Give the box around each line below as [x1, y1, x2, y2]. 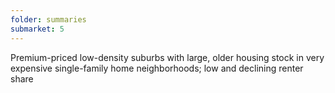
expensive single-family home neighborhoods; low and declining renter [10, 62, 304, 74]
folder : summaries [10, 14, 87, 25]
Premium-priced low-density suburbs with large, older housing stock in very [10, 51, 325, 63]
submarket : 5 [10, 24, 65, 34]
